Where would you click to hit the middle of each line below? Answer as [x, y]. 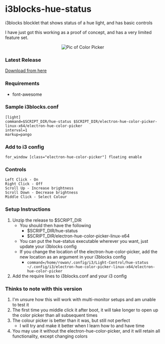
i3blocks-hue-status [48, 9]
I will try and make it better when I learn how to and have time [82, 326]
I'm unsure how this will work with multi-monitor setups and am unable [84, 300]
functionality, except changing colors [50, 336]
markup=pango [18, 134]
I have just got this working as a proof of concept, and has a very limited [78, 32]
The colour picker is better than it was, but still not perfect [71, 321]
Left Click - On [22, 180]
